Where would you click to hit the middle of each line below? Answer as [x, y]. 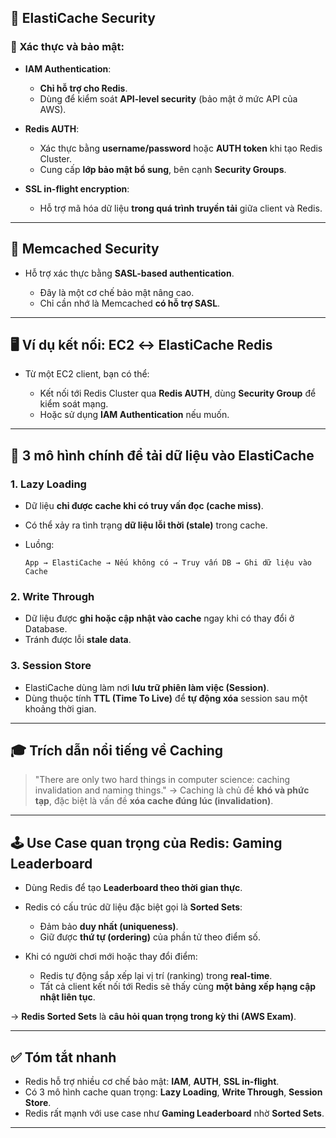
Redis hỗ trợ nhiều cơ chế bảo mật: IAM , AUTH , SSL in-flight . [152, 1082]
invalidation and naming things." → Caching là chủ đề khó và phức [172, 790]
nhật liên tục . [67, 997]
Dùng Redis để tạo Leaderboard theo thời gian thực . [133, 888]
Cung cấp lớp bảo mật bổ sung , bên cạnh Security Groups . [163, 169]
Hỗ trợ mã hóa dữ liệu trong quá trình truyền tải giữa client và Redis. [181, 208]
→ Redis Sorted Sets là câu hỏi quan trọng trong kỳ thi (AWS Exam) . [153, 1017]
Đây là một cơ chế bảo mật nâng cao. [117, 292]
